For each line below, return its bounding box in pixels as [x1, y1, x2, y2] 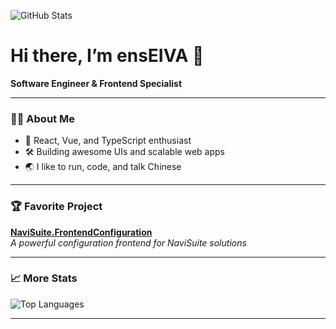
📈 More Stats [10, 271, 78, 285]
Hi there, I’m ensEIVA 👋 [10, 45, 205, 67]
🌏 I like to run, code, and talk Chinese [24, 161, 182, 173]
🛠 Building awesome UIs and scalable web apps [24, 146, 225, 158]
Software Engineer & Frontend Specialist [10, 77, 183, 89]
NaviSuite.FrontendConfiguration [10, 226, 153, 238]
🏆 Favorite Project [10, 200, 103, 214]
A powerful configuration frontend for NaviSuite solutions [10, 236, 247, 249]
